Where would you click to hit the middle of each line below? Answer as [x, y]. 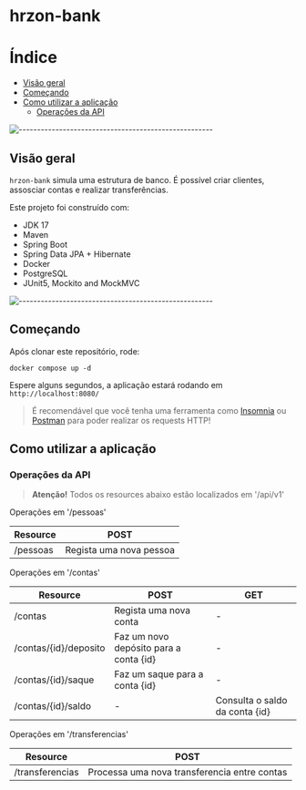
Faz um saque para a [158, 674]
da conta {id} [243, 712]
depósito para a [147, 648]
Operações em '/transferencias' [69, 734]
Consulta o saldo [251, 701]
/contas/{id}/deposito [60, 648]
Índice [33, 58]
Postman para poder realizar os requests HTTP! [121, 420]
